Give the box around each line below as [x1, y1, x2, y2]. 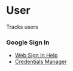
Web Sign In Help [14, 52, 58, 59]
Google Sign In [6, 38, 50, 47]
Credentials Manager [14, 58, 67, 66]
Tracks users [6, 23, 38, 30]
